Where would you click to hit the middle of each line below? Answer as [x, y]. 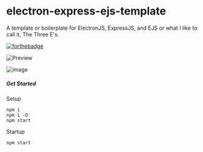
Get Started [21, 84]
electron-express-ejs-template [86, 11]
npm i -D [17, 115]
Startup [16, 131]
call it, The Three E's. [33, 34]
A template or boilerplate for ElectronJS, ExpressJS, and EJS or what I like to [102, 28]
